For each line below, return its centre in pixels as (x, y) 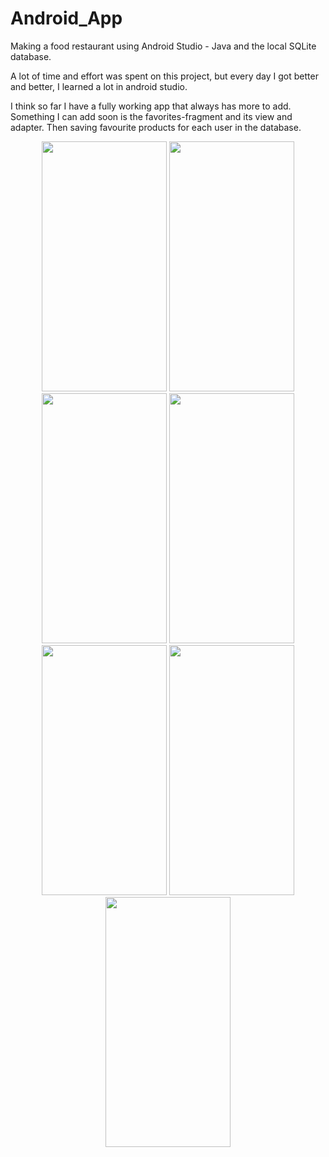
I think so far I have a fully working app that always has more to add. (151, 106)
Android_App (66, 18)
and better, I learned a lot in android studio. (99, 86)
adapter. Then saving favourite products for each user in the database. (156, 127)
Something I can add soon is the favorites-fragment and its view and (151, 116)
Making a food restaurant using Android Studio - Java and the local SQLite (163, 46)
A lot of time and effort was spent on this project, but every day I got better (164, 76)
